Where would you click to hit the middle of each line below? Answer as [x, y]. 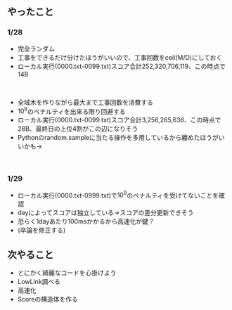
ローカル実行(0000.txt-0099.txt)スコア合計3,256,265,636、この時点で [119, 120]
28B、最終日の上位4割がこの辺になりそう [78, 129]
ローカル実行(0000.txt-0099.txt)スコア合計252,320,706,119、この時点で [122, 66]
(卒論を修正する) [41, 231]
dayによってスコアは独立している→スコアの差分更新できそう [105, 213]
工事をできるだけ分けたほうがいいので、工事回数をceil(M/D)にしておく [120, 57]
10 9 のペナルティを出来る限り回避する [71, 110]
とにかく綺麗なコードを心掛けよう [67, 273]
